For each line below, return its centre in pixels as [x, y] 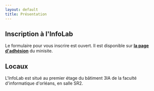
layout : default [22, 10]
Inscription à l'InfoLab [39, 34]
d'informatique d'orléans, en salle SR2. [44, 83]
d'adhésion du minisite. [29, 51]
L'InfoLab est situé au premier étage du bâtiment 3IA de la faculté [71, 78]
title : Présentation [26, 14]
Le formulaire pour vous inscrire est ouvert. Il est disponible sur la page [77, 46]
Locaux [17, 66]
